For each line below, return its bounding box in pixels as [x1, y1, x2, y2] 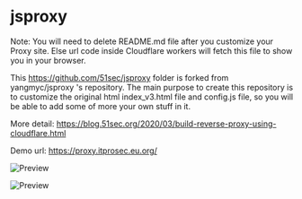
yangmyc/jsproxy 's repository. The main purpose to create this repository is [10, 82, 294, 92]
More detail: [10, 118, 55, 129]
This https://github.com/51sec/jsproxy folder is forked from [10, 72, 229, 82]
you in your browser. [10, 55, 86, 65]
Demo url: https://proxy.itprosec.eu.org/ [10, 145, 158, 156]
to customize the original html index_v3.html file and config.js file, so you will [10, 91, 294, 102]
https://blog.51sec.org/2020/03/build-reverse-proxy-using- [56, 118, 277, 129]
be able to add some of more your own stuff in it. [10, 100, 191, 111]
